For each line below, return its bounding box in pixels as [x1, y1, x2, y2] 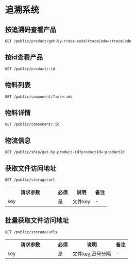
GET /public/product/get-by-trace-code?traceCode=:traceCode [5, 39, 132, 44]
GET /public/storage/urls [5, 229, 57, 235]
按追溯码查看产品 [5, 25, 56, 34]
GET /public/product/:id [5, 66, 55, 71]
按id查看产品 [5, 53, 43, 62]
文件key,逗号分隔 [72, 250, 111, 257]
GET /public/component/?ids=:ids [5, 94, 73, 99]
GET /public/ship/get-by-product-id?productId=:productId [5, 150, 125, 154]
